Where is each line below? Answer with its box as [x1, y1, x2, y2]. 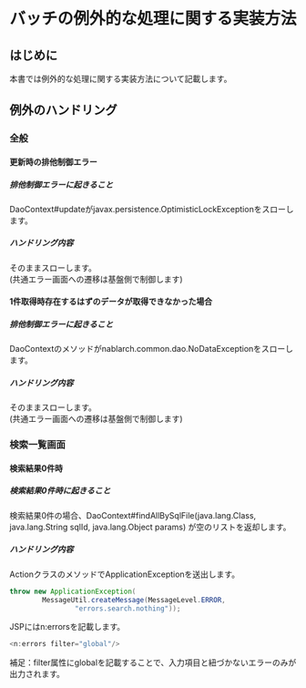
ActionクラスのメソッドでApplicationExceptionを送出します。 [9, 569, 240, 580]
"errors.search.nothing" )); [74, 603, 181, 613]
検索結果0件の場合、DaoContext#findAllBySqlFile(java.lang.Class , [9, 509, 257, 520]
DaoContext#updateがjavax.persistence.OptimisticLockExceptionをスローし [9, 203, 294, 214]
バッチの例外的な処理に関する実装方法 [9, 8, 298, 29]
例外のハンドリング [9, 102, 117, 118]
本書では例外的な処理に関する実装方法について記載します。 [9, 74, 232, 84]
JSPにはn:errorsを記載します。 [9, 621, 126, 632]
